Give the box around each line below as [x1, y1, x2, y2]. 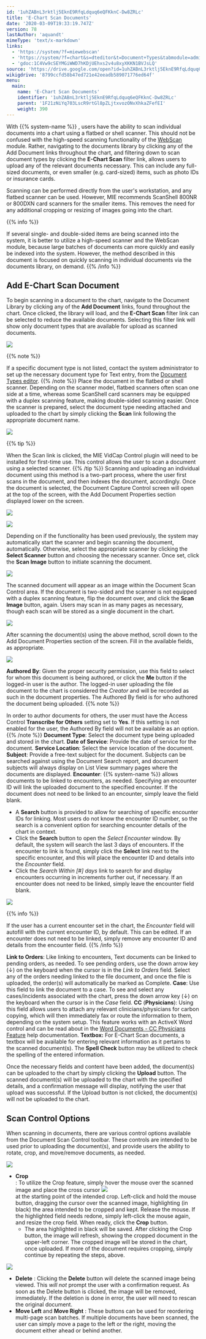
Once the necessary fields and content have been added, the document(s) [6, 1063, 195, 1070]
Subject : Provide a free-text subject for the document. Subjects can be [6, 751, 186, 758]
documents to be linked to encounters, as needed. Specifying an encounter [6, 777, 197, 785]
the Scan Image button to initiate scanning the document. [6, 559, 152, 566]
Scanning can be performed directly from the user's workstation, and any [6, 186, 192, 194]
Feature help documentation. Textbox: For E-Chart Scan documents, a [6, 1031, 185, 1039]
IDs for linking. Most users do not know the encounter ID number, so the [15, 815, 197, 822]
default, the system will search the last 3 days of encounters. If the [15, 841, 184, 849]
